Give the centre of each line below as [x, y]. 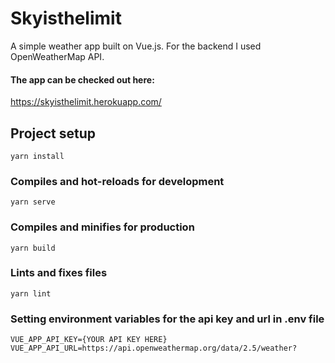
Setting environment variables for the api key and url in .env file [167, 319]
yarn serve [33, 202]
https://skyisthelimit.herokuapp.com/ [86, 102]
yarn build [33, 248]
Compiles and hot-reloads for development [117, 181]
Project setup [53, 133]
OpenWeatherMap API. [57, 56]
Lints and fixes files [59, 273]
